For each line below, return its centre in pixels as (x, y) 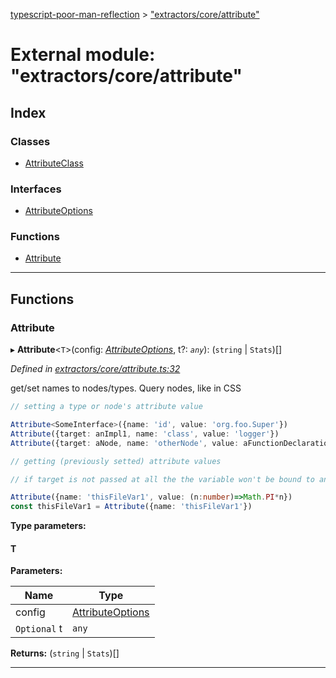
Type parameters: (48, 526)
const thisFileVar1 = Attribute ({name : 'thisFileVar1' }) (131, 507)
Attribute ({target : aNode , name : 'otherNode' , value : (125, 443)
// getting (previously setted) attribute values (116, 461)
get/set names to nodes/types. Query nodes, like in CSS (126, 388)
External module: (83, 55)
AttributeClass (54, 163)
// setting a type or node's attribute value (106, 407)
